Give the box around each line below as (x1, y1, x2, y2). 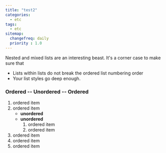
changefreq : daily (10, 36, 49, 41)
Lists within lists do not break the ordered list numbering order (12, 70, 144, 76)
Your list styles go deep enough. (12, 75, 81, 82)
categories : (5, 12, 31, 17)
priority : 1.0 (10, 41, 42, 46)
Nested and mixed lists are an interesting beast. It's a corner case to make (5, 55, 161, 61)
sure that (5, 60, 24, 66)
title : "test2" (5, 7, 38, 13)
